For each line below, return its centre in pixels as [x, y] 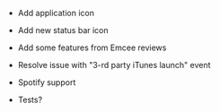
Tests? [30, 99]
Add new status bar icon [63, 30]
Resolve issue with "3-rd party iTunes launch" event [114, 65]
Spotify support [47, 82]
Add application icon [56, 13]
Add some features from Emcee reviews [92, 47]
